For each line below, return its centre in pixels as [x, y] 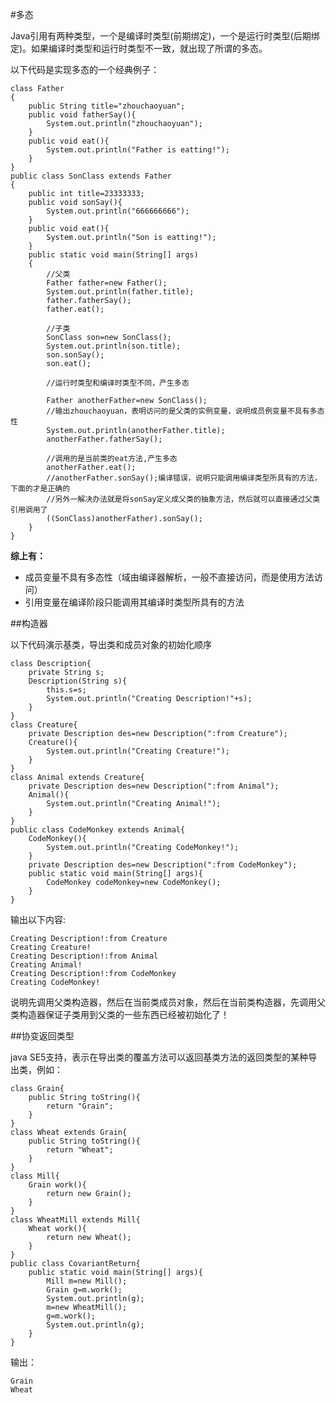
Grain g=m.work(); [84, 1290]
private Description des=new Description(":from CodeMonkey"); [163, 865]
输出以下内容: [38, 919]
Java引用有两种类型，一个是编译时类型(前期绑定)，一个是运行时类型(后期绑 [165, 36]
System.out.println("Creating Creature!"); [138, 751]
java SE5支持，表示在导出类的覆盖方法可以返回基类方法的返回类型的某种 [159, 1057]
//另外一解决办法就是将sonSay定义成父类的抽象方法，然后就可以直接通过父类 [183, 499]
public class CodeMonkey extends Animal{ [98, 830]
